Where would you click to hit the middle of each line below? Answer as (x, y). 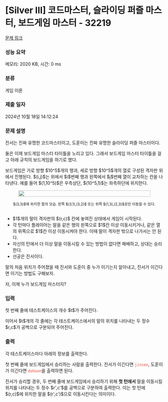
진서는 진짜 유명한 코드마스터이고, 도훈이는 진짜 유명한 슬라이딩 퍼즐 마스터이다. (83, 143)
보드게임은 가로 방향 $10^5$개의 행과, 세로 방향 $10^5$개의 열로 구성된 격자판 (81, 171)
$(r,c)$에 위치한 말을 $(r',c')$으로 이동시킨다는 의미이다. (61, 394)
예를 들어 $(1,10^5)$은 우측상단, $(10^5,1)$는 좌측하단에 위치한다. (84, 183)
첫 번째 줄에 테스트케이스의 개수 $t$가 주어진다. (51, 310)
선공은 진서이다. (28, 256)
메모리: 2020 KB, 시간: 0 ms (33, 64)
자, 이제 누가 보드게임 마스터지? (36, 284)
